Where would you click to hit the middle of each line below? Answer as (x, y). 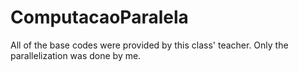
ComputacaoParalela (99, 17)
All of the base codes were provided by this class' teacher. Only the (149, 45)
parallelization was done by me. (76, 55)
